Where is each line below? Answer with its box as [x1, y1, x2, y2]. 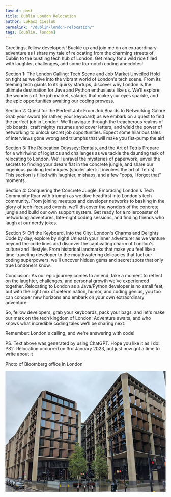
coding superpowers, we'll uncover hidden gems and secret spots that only [5, 257, 164, 263]
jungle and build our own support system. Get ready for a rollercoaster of [5, 209, 159, 215]
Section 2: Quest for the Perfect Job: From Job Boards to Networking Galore [5, 108, 165, 114]
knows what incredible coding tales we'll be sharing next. [5, 320, 126, 327]
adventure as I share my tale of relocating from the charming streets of [5, 50, 154, 56]
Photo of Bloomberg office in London [5, 361, 83, 367]
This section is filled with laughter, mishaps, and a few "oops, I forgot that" [5, 172, 161, 178]
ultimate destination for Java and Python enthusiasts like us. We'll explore [5, 87, 160, 93]
